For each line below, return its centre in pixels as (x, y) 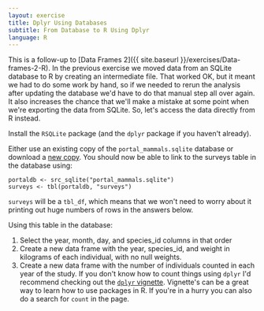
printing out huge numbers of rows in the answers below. (101, 210)
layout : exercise (37, 15)
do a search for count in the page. (74, 299)
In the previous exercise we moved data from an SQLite (142, 68)
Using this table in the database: (60, 225)
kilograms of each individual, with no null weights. (100, 257)
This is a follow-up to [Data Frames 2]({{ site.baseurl (93, 60)
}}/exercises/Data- (210, 60)
